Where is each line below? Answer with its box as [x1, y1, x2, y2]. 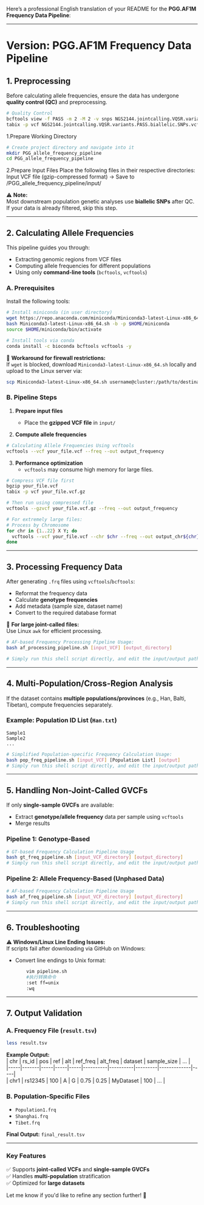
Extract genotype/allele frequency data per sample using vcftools [15, 813, 184, 821]
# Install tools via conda [6, 337, 75, 344]
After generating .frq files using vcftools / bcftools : [6, 578, 135, 585]
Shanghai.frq [15, 1114, 49, 1120]
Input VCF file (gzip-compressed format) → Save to [6, 173, 135, 180]
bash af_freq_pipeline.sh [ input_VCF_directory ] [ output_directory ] [6, 894, 183, 900]
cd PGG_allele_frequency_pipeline [6, 155, 94, 162]
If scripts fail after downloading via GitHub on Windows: [6, 944, 146, 952]
